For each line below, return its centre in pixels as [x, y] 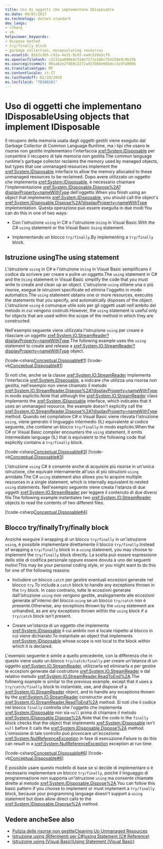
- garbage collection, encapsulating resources [54, 50]
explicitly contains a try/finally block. [44, 443]
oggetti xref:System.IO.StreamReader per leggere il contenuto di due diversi [81, 492]
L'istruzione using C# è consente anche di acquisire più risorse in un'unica [80, 466]
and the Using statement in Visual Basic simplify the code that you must [77, 280]
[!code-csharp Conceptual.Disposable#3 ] [46, 452]
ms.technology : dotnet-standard [38, 19]
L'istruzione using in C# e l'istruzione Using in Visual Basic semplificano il [78, 269]
